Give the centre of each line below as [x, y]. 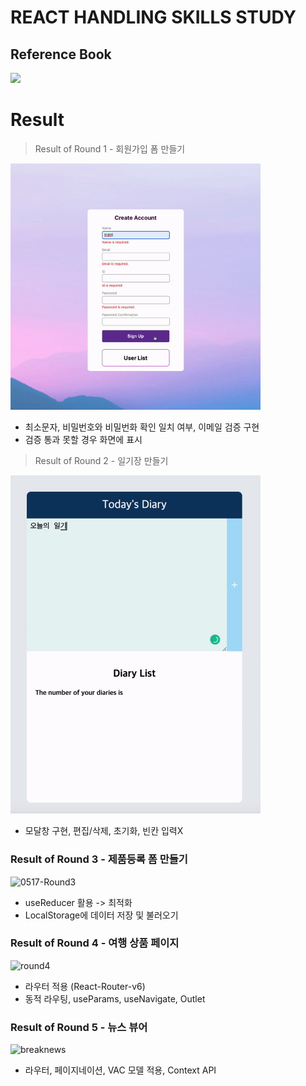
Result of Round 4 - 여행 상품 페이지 [95, 943]
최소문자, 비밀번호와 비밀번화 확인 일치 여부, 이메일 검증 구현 [142, 427]
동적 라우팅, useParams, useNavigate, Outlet [115, 998]
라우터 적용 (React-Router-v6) [85, 986]
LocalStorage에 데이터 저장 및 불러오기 [101, 915]
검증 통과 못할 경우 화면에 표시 [83, 439]
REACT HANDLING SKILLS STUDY [153, 17]
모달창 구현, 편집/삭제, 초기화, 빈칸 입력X [104, 831]
